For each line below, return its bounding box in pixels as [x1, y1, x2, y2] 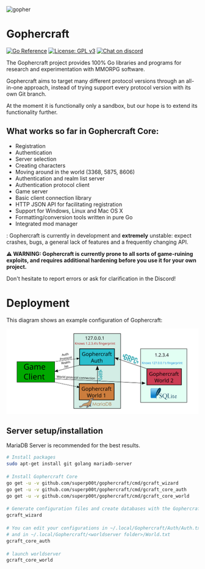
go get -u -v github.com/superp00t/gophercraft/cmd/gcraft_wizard [6, 480, 179, 486]
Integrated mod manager [15, 220, 78, 227]
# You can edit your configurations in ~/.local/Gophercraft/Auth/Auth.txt [6, 525, 203, 531]
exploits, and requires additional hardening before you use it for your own [6, 256, 196, 264]
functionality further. [6, 108, 58, 116]
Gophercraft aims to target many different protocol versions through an [6, 77, 185, 85]
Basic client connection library [15, 194, 92, 201]
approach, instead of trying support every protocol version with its [24, 83, 191, 91]
